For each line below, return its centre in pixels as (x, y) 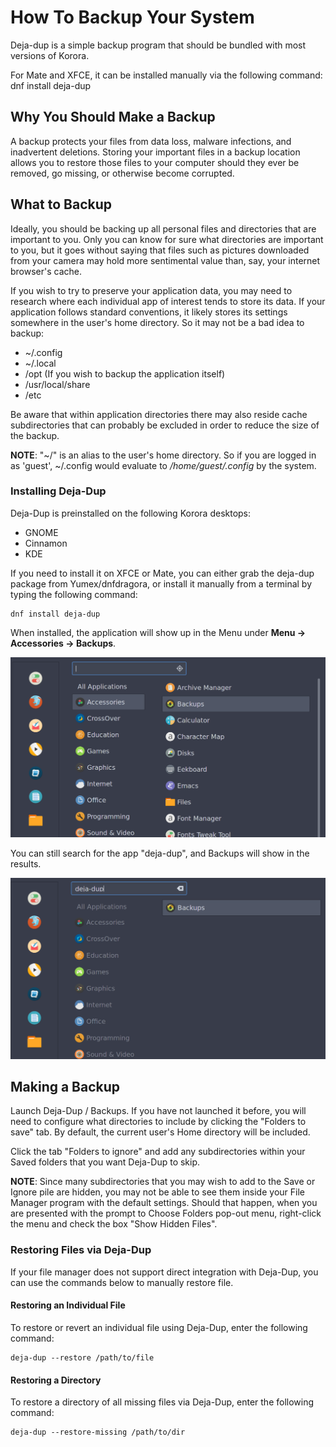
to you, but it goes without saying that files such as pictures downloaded (160, 250)
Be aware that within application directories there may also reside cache (159, 414)
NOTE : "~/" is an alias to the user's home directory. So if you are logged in (163, 455)
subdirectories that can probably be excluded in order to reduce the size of (165, 425)
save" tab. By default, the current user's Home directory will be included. (160, 1132)
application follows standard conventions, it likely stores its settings (149, 312)
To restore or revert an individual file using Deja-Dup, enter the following (159, 1327)
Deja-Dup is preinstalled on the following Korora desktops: (131, 513)
